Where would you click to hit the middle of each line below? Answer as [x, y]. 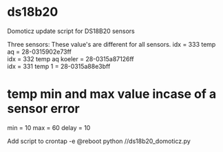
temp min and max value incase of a [112, 94]
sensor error [44, 109]
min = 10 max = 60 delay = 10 [49, 127]
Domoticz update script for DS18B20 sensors [71, 31]
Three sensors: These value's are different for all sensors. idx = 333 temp [111, 44]
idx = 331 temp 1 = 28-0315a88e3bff [59, 66]
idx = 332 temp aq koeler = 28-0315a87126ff [71, 58]
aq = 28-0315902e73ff [40, 52]
